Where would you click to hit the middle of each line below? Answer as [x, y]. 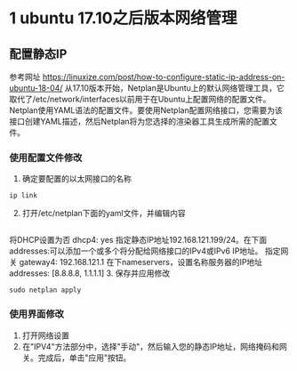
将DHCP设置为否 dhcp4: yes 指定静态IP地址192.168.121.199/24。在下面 [138, 240]
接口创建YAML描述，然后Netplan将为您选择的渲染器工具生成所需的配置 [140, 121]
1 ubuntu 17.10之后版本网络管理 [123, 18]
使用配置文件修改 [46, 157]
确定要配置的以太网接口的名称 [76, 179]
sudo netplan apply [45, 290]
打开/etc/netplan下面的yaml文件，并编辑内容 [104, 214]
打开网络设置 [45, 335]
